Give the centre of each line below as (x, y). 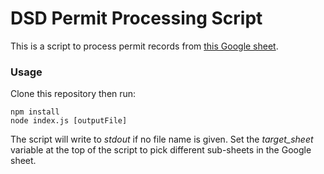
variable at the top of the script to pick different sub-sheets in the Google (161, 150)
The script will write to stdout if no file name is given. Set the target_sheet (162, 139)
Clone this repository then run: (73, 94)
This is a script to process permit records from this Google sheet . (144, 46)
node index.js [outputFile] (69, 121)
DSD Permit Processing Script (136, 18)
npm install (35, 112)
